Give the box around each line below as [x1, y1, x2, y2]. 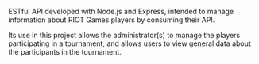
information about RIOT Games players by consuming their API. [8, 15, 215, 24]
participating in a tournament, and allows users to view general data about [8, 39, 252, 48]
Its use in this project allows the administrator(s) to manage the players [8, 31, 241, 40]
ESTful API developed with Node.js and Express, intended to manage [8, 7, 234, 16]
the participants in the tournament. [8, 47, 122, 56]
